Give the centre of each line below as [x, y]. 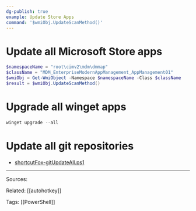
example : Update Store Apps [40, 17]
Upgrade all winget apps [66, 107]
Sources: [17, 179]
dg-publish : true [27, 11]
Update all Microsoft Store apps [84, 51]
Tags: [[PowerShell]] [31, 202]
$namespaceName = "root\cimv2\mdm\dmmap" [57, 67]
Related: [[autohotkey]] [34, 190]
